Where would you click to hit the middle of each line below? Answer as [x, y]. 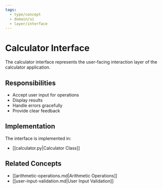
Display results [28, 100]
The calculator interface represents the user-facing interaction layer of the [81, 62]
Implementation [30, 127]
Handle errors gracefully [38, 105]
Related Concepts [34, 164]
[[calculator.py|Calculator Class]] [46, 148]
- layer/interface [29, 24]
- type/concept [25, 14]
